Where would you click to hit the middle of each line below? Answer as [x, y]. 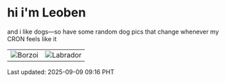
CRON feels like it [32, 38]
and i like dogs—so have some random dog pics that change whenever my [113, 32]
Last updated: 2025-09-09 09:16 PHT [61, 72]
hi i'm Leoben [47, 13]
